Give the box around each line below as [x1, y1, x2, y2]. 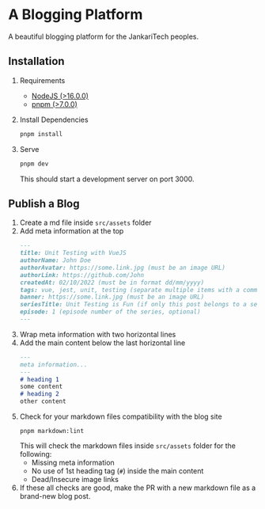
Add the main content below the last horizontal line [19, 338, 186, 348]
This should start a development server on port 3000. [19, 174, 195, 184]
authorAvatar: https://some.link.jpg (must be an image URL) [19, 264, 226, 272]
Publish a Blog [8, 196, 81, 211]
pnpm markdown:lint [19, 427, 85, 435]
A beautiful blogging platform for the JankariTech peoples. [8, 32, 199, 41]
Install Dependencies [19, 115, 89, 124]
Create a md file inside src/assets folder [19, 218, 152, 227]
